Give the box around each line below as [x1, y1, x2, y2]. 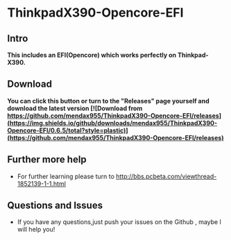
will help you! [17, 225, 55, 234]
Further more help [7, 154, 87, 166]
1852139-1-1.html [17, 179, 66, 188]
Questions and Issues [7, 200, 103, 212]
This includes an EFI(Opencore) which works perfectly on [7, 51, 177, 59]
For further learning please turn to [17, 172, 114, 180]
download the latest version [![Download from [7, 104, 143, 112]
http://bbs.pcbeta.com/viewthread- [115, 172, 217, 180]
